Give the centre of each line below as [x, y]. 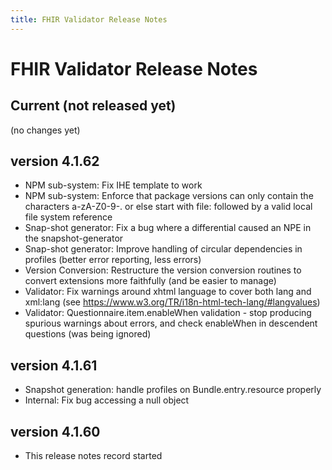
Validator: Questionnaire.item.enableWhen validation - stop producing [168, 313]
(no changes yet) [45, 130]
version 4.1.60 [55, 431]
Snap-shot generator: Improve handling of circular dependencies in [163, 249]
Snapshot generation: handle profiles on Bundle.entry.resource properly [173, 390]
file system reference [68, 217]
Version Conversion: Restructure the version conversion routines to [163, 270]
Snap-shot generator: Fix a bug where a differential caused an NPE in [168, 228]
